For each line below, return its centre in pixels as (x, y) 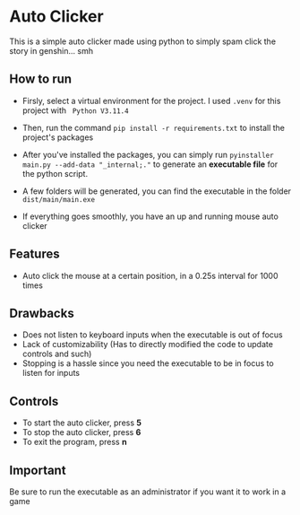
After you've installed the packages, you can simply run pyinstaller (148, 154)
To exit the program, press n (74, 442)
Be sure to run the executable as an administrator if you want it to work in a (148, 492)
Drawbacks (42, 313)
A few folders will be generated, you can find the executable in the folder (157, 191)
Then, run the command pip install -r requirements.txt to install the (153, 127)
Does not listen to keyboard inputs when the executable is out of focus (153, 335)
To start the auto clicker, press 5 (81, 423)
